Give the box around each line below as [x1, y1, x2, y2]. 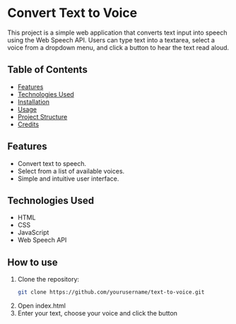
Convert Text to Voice [7, 5, 138, 21]
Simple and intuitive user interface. [17, 174, 119, 183]
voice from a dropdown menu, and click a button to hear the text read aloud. [7, 43, 230, 52]
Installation [17, 97, 50, 106]
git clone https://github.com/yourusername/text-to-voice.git [17, 289, 205, 296]
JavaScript [17, 228, 49, 237]
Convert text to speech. [17, 159, 87, 167]
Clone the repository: [17, 275, 80, 284]
